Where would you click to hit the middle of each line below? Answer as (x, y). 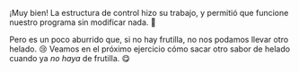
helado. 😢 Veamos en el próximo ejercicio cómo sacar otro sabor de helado (149, 49)
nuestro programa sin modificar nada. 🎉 (83, 22)
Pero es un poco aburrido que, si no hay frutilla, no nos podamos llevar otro (149, 40)
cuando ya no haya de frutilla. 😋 (70, 58)
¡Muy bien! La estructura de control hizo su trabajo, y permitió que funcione (149, 13)
